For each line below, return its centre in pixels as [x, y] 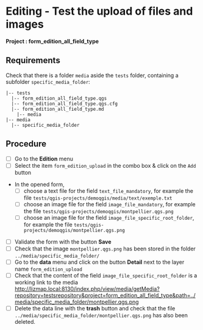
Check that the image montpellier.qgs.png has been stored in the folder [105, 249]
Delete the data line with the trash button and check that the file [95, 309]
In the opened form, [39, 184]
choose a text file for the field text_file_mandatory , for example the [108, 190]
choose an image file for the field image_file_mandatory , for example [109, 204]
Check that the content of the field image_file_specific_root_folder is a [106, 276]
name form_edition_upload [48, 269]
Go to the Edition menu [44, 159]
